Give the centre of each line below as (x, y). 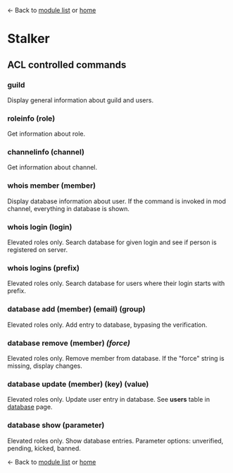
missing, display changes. (45, 366)
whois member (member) (52, 186)
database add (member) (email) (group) (76, 309)
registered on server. (38, 250)
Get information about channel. (52, 167)
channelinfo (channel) (46, 152)
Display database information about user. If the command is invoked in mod (117, 201)
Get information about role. (46, 134)
